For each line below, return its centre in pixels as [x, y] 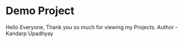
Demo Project [40, 11]
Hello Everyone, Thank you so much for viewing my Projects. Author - [92, 27]
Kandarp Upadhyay [29, 33]
